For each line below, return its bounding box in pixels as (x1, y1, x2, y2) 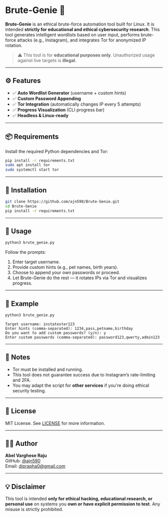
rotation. (5, 42, 22, 48)
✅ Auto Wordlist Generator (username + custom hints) (12, 90, 126, 96)
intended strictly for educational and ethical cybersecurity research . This (5, 26, 160, 32)
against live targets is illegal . (17, 57, 76, 63)
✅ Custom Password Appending (12, 95, 81, 102)
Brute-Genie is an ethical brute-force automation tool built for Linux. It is (5, 21, 154, 27)
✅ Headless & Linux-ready (12, 112, 69, 118)
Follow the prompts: (5, 249, 46, 255)
